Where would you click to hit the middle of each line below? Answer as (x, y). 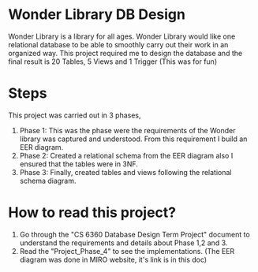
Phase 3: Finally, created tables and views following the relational (125, 172)
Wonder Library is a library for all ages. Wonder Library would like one (122, 36)
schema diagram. (48, 181)
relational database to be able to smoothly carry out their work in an (118, 44)
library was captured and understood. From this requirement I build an (133, 139)
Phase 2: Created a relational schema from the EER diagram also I (126, 155)
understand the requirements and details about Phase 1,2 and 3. (123, 243)
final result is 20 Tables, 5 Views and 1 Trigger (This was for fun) (113, 61)
